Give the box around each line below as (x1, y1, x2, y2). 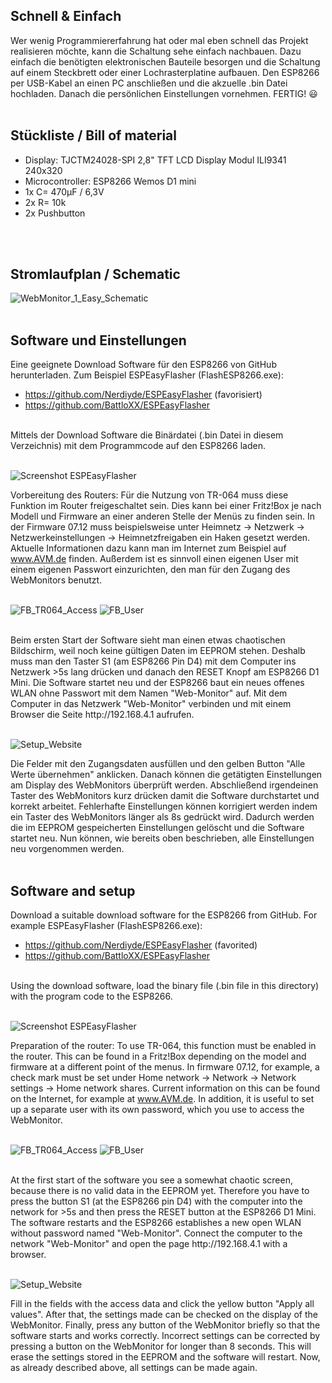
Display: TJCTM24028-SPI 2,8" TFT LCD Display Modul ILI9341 (24, 154, 287, 166)
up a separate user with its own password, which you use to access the (10, 1104, 305, 1116)
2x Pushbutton (24, 207, 86, 219)
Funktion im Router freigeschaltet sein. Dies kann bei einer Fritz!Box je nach (10, 500, 322, 512)
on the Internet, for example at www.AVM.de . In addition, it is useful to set (10, 1093, 315, 1105)
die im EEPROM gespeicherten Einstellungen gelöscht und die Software (10, 822, 305, 834)
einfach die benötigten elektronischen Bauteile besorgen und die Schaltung (10, 55, 321, 68)
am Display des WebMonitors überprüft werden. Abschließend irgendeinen (10, 779, 319, 791)
